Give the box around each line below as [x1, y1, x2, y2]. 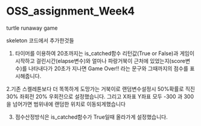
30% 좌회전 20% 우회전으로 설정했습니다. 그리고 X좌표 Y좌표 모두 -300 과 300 [6, 93, 194, 100]
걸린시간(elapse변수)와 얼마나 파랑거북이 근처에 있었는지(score [36, 57, 186, 64]
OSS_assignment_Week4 [6, 4, 135, 18]
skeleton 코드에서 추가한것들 [6, 36, 74, 44]
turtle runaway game [6, 24, 58, 31]
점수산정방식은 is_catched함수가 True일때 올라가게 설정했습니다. [14, 113, 168, 121]
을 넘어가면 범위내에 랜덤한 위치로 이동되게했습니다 [6, 100, 126, 107]
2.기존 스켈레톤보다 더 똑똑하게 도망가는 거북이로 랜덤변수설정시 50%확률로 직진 [6, 85, 195, 92]
